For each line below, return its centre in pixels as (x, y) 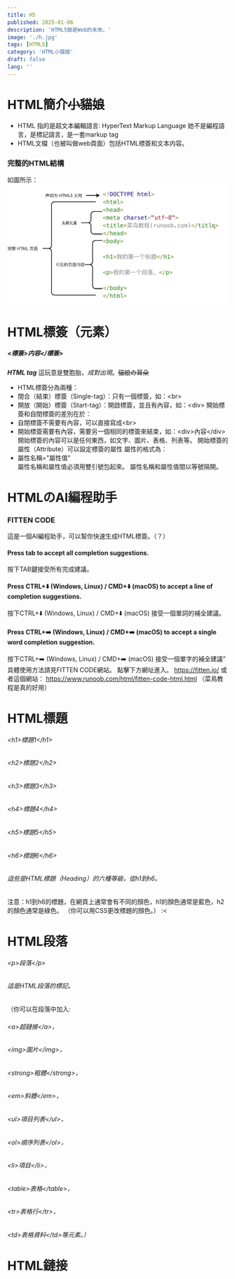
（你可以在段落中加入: (39, 1009)
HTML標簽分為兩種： (48, 387)
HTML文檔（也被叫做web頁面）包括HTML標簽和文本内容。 (102, 143)
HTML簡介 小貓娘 (56, 105)
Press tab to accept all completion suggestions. (78, 553)
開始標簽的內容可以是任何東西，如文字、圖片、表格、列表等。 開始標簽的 (123, 440)
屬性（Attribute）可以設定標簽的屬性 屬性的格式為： (92, 449)
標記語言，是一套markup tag (77, 134)
